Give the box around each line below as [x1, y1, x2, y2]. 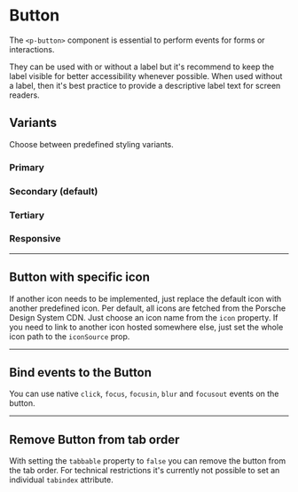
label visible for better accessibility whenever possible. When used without [9, 70, 283, 81]
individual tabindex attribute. [9, 474, 114, 485]
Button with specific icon [9, 270, 151, 285]
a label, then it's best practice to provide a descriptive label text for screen [9, 80, 281, 91]
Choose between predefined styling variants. [9, 139, 175, 149]
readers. [9, 90, 40, 100]
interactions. [9, 44, 55, 54]
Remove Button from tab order [9, 432, 180, 447]
